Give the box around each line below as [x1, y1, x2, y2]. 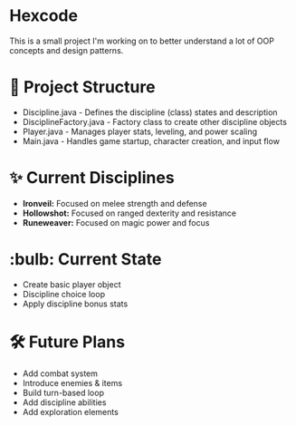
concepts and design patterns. [9, 44, 124, 55]
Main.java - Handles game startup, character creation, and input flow [22, 135, 281, 146]
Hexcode [9, 5, 79, 26]
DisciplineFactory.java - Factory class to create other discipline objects [22, 116, 288, 127]
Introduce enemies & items [22, 377, 123, 388]
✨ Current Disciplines [9, 168, 175, 189]
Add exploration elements [22, 406, 119, 417]
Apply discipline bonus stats [22, 298, 129, 309]
